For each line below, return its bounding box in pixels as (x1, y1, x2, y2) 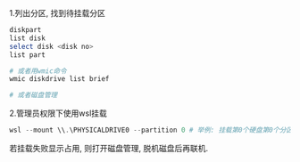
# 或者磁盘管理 (9, 91, 58, 100)
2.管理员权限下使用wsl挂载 (9, 108, 107, 118)
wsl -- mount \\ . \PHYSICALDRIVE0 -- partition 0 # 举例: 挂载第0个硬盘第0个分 (9, 126, 287, 135)
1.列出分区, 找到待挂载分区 (9, 8, 105, 18)
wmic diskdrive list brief (9, 75, 110, 84)
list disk (9, 34, 46, 43)
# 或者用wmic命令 (9, 66, 67, 76)
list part (9, 50, 46, 60)
